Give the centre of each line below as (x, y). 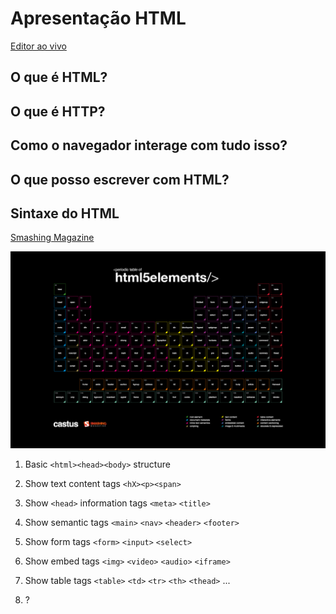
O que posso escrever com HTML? (120, 179)
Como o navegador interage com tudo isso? (149, 145)
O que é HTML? (59, 77)
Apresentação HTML (98, 18)
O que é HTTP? (58, 111)
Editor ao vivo (38, 46)
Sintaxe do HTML (65, 213)
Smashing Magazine (52, 238)
